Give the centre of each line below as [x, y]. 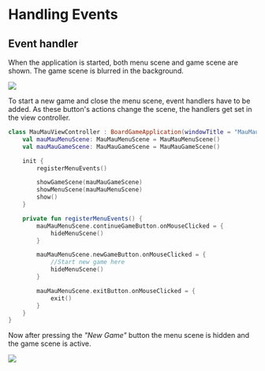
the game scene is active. [50, 343]
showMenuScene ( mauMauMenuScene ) [90, 190]
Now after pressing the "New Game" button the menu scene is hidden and [129, 336]
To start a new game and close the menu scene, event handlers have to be [129, 101]
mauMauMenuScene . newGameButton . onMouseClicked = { [121, 255]
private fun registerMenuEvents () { [83, 218]
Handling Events [63, 15]
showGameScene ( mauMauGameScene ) [90, 183]
